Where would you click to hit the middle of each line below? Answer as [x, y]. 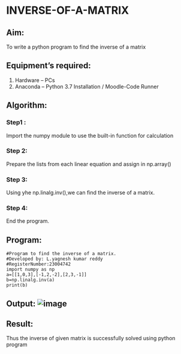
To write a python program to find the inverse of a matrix [76, 47]
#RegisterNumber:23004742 [38, 264]
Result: [20, 324]
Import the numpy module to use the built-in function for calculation [90, 135]
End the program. [28, 221]
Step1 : [16, 122]
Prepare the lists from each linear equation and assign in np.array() [89, 164]
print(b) [17, 285]
